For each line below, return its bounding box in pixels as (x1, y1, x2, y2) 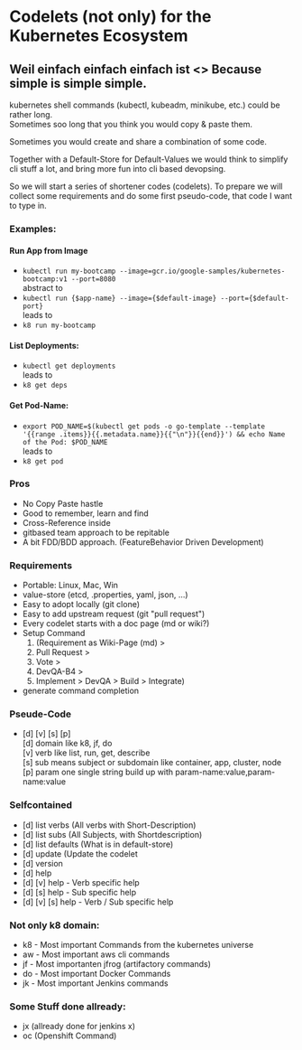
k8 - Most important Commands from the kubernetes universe (22, 940, 254, 951)
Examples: (9, 222, 57, 235)
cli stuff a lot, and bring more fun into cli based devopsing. (9, 164, 226, 173)
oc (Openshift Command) (22, 1030, 117, 1041)
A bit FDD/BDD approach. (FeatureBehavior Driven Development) (22, 536, 264, 548)
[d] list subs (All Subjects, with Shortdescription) (22, 829, 203, 839)
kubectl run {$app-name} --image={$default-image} (22, 294, 217, 304)
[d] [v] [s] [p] (22, 728, 71, 739)
